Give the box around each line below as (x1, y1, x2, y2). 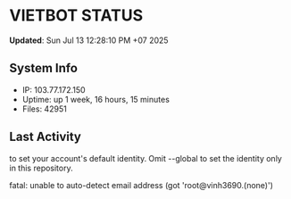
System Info (9, 61, 79, 76)
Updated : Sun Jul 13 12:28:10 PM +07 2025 (9, 35, 169, 46)
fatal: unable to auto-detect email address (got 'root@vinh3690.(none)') (9, 179, 274, 190)
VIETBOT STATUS (9, 5, 144, 26)
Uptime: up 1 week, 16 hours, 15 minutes (21, 94, 170, 104)
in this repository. (9, 162, 73, 173)
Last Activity (9, 129, 82, 145)
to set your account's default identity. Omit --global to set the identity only (9, 153, 283, 163)
